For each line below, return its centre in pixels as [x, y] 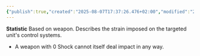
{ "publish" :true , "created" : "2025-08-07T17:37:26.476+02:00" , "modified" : [98, 12]
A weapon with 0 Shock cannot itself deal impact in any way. [89, 46]
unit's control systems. [34, 35]
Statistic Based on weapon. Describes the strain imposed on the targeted [96, 29]
